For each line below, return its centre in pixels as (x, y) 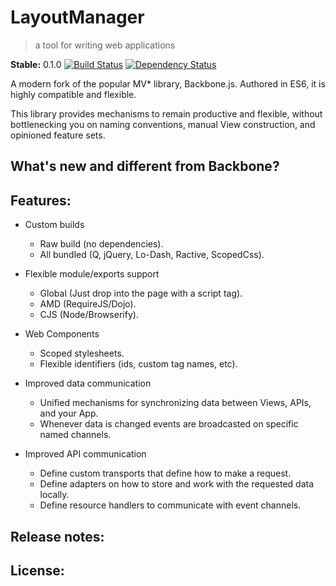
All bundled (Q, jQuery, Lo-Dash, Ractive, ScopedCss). (152, 255)
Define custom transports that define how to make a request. (165, 473)
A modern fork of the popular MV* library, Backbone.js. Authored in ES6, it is (168, 83)
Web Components (62, 334)
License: (37, 570)
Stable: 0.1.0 (36, 64)
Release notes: (57, 536)
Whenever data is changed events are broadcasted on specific (169, 424)
